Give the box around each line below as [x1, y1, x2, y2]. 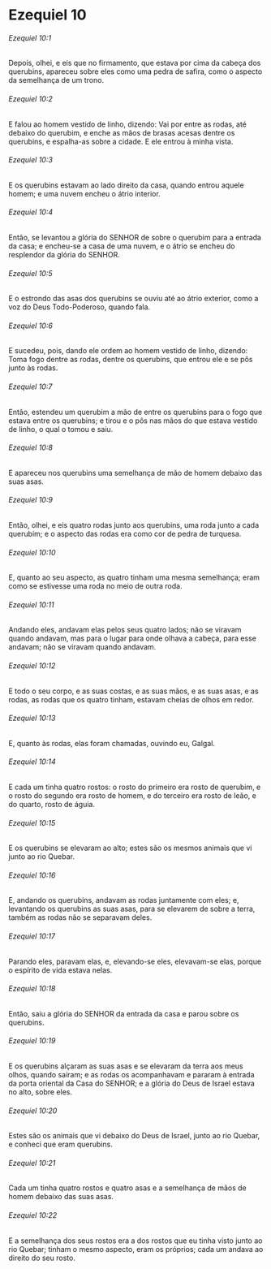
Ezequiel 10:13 [8, 713, 56, 723]
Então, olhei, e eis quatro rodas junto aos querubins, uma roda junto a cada [8, 520, 260, 530]
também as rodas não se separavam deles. [8, 913, 153, 922]
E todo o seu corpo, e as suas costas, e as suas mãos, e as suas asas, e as [8, 686, 259, 696]
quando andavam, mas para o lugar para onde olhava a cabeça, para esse [8, 633, 257, 643]
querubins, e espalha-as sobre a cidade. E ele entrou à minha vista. [8, 136, 234, 146]
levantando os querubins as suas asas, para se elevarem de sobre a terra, [8, 904, 256, 914]
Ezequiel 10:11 [8, 599, 54, 610]
